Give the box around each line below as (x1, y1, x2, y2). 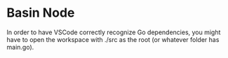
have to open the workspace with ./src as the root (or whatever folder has (6, 35, 220, 43)
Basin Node (6, 5, 75, 21)
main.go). (6, 43, 34, 51)
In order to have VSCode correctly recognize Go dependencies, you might (6, 28, 221, 36)
